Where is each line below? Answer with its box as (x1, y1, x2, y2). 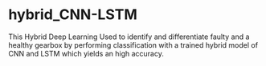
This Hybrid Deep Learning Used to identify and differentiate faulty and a (8, 32, 250, 41)
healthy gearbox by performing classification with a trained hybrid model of (8, 40, 259, 49)
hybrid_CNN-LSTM (8, 6, 138, 24)
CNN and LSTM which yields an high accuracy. (8, 49, 165, 58)
